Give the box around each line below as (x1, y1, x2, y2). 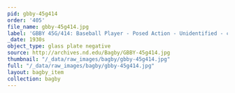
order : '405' (7, 17, 45, 24)
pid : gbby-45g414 (7, 10, 58, 17)
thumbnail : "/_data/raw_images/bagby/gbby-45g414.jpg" (7, 56, 171, 63)
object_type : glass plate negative (7, 43, 111, 50)
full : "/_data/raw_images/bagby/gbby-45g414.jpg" (7, 62, 155, 69)
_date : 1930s (7, 36, 45, 43)
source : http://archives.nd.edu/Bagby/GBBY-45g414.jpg (7, 50, 171, 57)
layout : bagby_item (7, 69, 64, 76)
